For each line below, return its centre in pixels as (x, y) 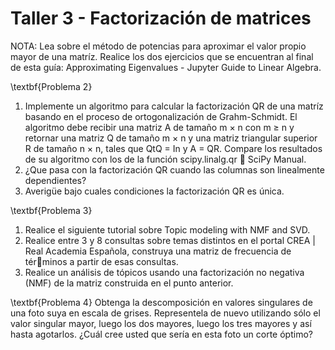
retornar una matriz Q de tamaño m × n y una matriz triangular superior (171, 138)
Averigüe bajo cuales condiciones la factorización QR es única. (154, 191)
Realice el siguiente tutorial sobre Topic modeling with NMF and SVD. (167, 229)
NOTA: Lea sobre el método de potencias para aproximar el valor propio (158, 46)
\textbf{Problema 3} (51, 210)
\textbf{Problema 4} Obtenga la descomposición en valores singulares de (161, 302)
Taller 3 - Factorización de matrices (161, 18)
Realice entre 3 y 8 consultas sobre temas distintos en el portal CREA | (170, 240)
